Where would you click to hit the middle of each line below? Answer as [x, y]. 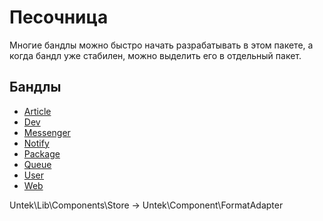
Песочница [59, 17]
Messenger [47, 132]
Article [37, 111]
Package [42, 153]
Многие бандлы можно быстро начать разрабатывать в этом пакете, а [161, 45]
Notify [36, 143]
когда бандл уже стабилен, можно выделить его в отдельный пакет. [155, 55]
